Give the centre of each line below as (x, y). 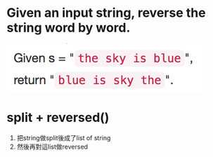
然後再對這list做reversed (52, 146)
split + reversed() (58, 118)
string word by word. (69, 28)
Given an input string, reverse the (106, 13)
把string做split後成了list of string (64, 137)
